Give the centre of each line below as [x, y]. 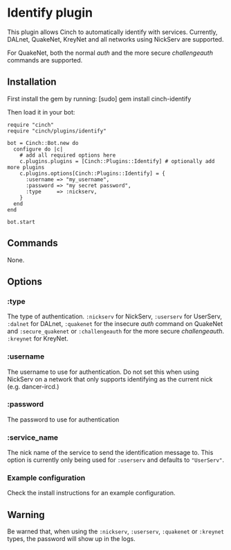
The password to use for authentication [63, 419]
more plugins [26, 167]
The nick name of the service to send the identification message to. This [110, 453]
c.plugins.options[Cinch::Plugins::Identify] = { [93, 173]
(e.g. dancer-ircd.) [33, 386]
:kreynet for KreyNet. [38, 338]
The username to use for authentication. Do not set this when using [103, 372]
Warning [26, 515]
